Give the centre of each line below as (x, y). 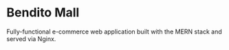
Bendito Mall (43, 13)
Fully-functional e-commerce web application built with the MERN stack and (115, 32)
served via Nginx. (31, 38)
